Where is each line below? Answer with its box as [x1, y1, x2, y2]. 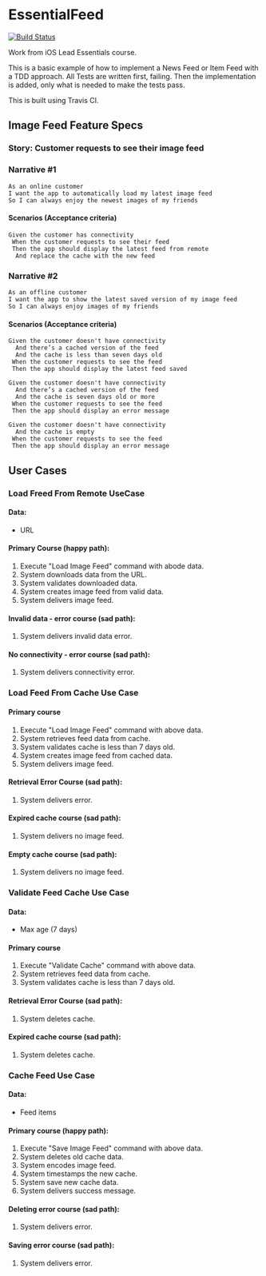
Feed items [19, 1107, 57, 1117]
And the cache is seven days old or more [15, 393, 156, 401]
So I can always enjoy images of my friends [8, 302, 159, 311]
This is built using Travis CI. [8, 95, 99, 105]
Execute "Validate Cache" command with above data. [19, 961, 196, 971]
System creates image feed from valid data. [19, 586, 164, 596]
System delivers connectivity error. [19, 668, 136, 677]
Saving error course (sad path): [8, 1240, 115, 1250]
